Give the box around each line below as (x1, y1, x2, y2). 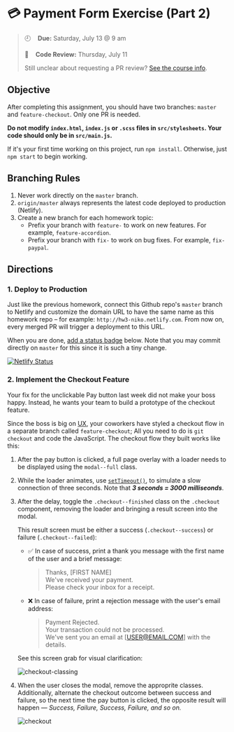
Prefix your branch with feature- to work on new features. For (27, 221, 207, 229)
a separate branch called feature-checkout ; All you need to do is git (7, 427, 204, 435)
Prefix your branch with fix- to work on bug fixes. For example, (27, 235, 211, 244)
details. (45, 640, 66, 649)
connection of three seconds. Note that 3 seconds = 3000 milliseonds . (17, 483, 224, 492)
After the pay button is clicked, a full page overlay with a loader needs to (17, 455, 227, 463)
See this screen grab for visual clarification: (17, 654, 143, 662)
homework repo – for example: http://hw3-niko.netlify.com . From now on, (7, 315, 224, 324)
